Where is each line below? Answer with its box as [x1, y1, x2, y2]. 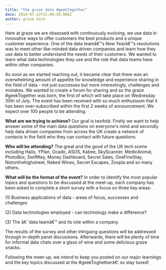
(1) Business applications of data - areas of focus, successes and [5, 194, 139, 200]
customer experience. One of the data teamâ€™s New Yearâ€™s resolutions [5, 41, 160, 47]
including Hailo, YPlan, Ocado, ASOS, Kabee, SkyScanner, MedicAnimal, [5, 149, 153, 155]
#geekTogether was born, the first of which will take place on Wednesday [5, 92, 156, 98]
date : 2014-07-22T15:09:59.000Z [5, 12, 72, 17]
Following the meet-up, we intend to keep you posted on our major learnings [5, 254, 162, 260]
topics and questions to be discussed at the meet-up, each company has [5, 180, 155, 185]
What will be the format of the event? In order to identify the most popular [5, 175, 158, 180]
